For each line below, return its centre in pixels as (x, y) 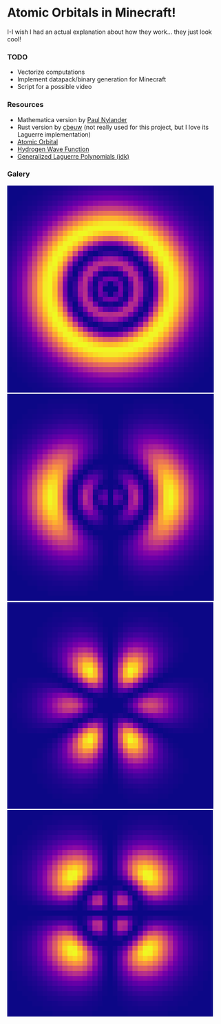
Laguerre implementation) (54, 134)
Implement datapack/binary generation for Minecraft (92, 79)
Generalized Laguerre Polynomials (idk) (73, 156)
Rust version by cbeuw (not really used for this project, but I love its (113, 127)
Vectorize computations (51, 72)
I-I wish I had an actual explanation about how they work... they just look (109, 32)
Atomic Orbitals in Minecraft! (92, 13)
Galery (19, 174)
